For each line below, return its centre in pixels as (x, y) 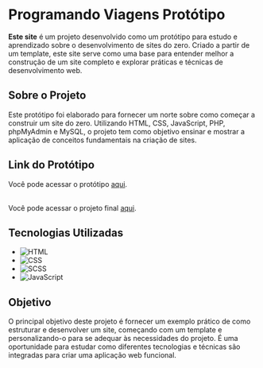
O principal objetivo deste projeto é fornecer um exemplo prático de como (130, 322)
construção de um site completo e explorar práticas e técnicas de (116, 62)
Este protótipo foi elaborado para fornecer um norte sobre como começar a (132, 114)
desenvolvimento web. (45, 70)
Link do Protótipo (52, 165)
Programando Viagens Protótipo (117, 15)
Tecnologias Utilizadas (66, 232)
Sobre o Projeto (47, 96)
